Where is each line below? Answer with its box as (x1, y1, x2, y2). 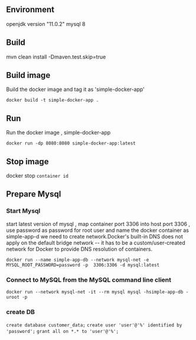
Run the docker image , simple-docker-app (6, 129, 111, 136)
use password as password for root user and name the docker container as (6, 227, 189, 234)
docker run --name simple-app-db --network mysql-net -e (6, 257, 149, 263)
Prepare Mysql (6, 189, 61, 200)
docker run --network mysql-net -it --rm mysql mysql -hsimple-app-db (6, 289, 184, 295)
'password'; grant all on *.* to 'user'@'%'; (6, 329, 119, 335)
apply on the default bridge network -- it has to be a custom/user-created (6, 239, 185, 246)
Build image (6, 70, 51, 80)
